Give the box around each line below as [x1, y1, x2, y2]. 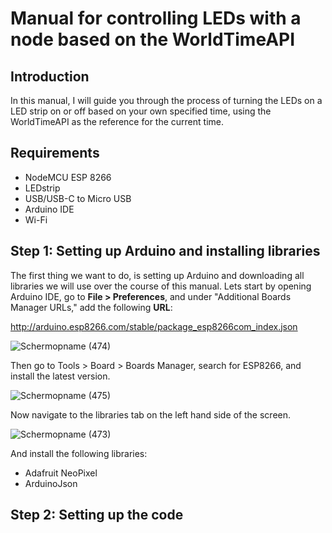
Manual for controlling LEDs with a [10, 7, 302, 30]
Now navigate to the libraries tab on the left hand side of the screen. [10, 408, 292, 421]
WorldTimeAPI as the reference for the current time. [10, 116, 224, 127]
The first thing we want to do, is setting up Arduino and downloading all [10, 269, 305, 281]
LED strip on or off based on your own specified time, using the [10, 105, 272, 117]
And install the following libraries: [10, 447, 148, 459]
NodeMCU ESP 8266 [24, 171, 112, 183]
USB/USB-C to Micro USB [24, 192, 132, 204]
